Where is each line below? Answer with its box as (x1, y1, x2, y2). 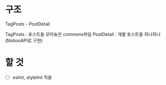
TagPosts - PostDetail (5, 20, 50, 27)
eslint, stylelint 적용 (12, 74, 52, 80)
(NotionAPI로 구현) (5, 37, 43, 43)
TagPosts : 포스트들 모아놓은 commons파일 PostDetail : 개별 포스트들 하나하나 (5, 31, 161, 37)
